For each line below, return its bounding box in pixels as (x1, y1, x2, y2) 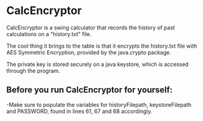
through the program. (6, 67, 61, 74)
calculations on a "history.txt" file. (6, 30, 92, 37)
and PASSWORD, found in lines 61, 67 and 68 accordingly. (6, 108, 153, 115)
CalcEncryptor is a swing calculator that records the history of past (6, 24, 175, 31)
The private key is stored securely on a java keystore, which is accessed (6, 61, 189, 68)
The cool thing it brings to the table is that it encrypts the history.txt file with (6, 42, 197, 50)
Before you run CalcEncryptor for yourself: (6, 85, 173, 95)
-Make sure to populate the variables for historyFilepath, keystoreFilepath (6, 101, 191, 108)
